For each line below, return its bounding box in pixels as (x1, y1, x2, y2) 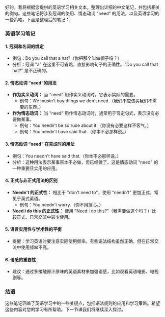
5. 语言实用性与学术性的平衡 (5, 226, 62, 232)
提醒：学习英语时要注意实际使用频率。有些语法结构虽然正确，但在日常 (12, 238, 155, 244)
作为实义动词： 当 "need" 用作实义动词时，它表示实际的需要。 (12, 92, 138, 98)
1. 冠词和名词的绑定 (5, 43, 44, 49)
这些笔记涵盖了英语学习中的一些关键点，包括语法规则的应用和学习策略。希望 (5, 300, 160, 306)
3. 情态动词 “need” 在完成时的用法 (5, 141, 75, 147)
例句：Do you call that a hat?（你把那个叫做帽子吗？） (12, 55, 122, 61)
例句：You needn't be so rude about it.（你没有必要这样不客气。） (19, 122, 152, 128)
